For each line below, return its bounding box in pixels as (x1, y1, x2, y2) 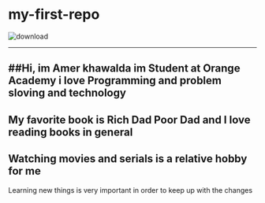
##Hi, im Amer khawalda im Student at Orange (8, 61, 241, 76)
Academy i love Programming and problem (8, 74, 222, 87)
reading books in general (8, 125, 133, 138)
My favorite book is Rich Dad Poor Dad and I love (8, 113, 251, 127)
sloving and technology (8, 87, 126, 100)
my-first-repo (8, 6, 100, 24)
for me (8, 164, 41, 178)
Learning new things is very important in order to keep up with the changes (8, 185, 253, 194)
